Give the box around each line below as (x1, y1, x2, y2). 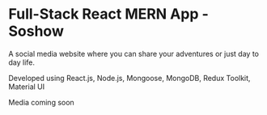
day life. (8, 57, 35, 67)
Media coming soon (8, 97, 74, 107)
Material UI (8, 82, 45, 92)
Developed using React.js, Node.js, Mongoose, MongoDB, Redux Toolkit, (8, 73, 251, 83)
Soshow (8, 22, 65, 40)
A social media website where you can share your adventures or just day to (8, 49, 259, 58)
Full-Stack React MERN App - (8, 5, 209, 23)
